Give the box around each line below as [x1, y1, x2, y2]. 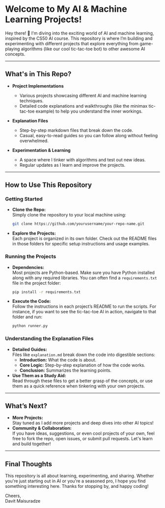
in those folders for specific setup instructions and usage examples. [12, 241, 150, 247]
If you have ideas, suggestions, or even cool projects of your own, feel [12, 430, 155, 436]
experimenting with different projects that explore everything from [5, 40, 139, 46]
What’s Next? [5, 402, 48, 410]
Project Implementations [12, 83, 64, 89]
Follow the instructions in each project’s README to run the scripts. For [12, 303, 156, 309]
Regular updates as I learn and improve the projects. [19, 162, 126, 168]
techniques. [19, 97, 44, 104]
